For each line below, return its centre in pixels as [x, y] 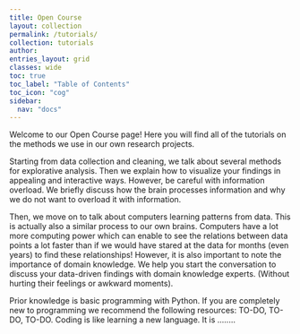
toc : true [28, 76]
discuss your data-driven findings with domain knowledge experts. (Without [150, 274]
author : [24, 51]
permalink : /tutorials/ [54, 34]
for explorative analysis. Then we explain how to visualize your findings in [145, 171]
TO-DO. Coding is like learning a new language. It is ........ [130, 320]
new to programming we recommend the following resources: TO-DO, [138, 311]
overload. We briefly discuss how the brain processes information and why [147, 190]
